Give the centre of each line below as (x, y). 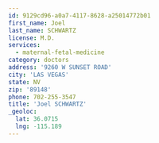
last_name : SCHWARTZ (43, 30)
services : (25, 45)
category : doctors (39, 60)
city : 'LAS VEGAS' (39, 75)
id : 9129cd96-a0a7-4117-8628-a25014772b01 (79, 15)
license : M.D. (32, 38)
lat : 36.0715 (37, 119)
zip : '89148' (30, 89)
